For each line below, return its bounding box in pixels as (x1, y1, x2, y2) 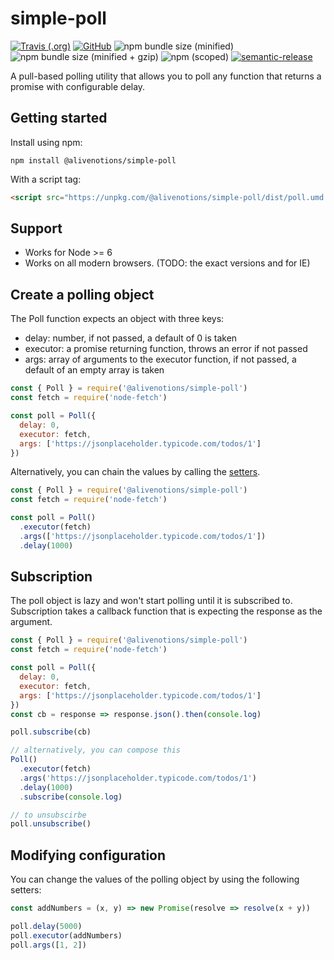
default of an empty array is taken (24, 364, 165, 376)
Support (10, 220, 63, 237)
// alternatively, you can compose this (10, 745, 182, 756)
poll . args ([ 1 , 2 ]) (10, 940, 87, 950)
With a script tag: (10, 173, 82, 185)
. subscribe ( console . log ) (19, 792, 123, 802)
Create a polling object (10, 286, 155, 303)
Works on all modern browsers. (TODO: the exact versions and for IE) (24, 257, 311, 269)
